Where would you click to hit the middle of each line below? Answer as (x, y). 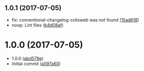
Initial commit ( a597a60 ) (36, 64)
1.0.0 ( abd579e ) (27, 58)
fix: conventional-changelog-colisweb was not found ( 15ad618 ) (75, 20)
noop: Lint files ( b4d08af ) (37, 25)
